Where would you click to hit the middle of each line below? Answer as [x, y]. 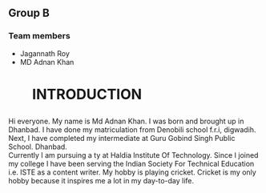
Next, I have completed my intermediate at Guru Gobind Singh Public [122, 138]
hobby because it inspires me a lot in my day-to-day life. [101, 180]
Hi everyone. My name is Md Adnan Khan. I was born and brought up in [126, 121]
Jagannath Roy [45, 53]
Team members [39, 36]
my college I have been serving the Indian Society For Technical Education [131, 163]
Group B [29, 13]
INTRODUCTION [87, 94]
